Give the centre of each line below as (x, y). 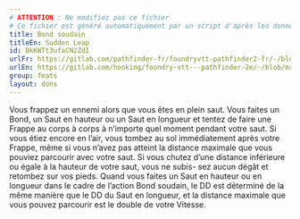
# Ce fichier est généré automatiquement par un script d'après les (139, 26)
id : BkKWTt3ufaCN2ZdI (50, 51)
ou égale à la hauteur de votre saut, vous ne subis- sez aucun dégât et (139, 166)
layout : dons (33, 84)
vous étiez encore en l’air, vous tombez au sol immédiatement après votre (145, 138)
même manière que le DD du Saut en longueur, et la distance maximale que (147, 195)
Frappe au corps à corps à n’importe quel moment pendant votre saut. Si (143, 128)
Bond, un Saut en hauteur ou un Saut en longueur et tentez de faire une (141, 119)
